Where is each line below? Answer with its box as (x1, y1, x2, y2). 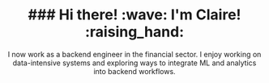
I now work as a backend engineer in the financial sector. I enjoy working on (7, 49, 262, 59)
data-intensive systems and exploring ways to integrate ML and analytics (12, 58, 257, 68)
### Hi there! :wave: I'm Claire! (28, 6, 241, 24)
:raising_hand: (84, 23, 185, 41)
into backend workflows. (93, 66, 176, 76)
